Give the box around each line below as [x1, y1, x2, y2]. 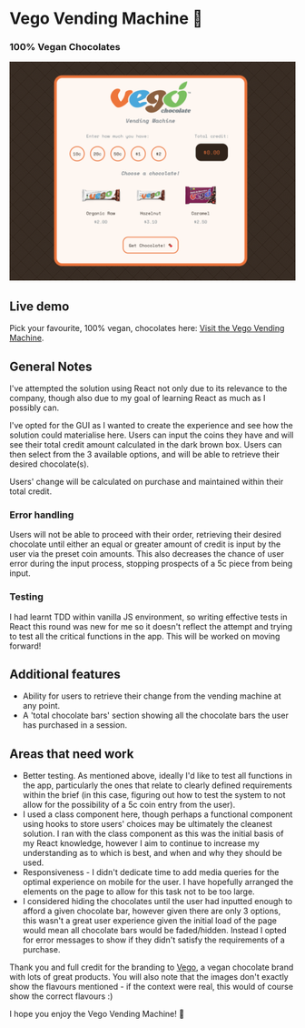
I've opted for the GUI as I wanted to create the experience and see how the [9, 420, 293, 430]
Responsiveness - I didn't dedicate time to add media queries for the [22, 867, 280, 878]
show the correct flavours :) [9, 991, 113, 1002]
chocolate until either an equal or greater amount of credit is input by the [9, 539, 281, 549]
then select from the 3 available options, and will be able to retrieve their [9, 449, 280, 459]
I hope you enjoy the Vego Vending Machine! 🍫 [9, 1009, 184, 1020]
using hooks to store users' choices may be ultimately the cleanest [22, 819, 273, 830]
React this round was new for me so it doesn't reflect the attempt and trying [9, 620, 293, 631]
